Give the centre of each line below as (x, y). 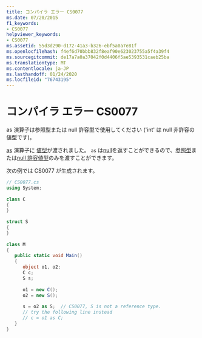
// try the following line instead (67, 312)
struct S (17, 222)
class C (16, 199)
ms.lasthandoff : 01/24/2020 (42, 74)
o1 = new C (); (40, 289)
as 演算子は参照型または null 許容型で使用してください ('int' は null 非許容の (101, 130)
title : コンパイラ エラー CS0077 (45, 12)
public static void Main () (49, 256)
